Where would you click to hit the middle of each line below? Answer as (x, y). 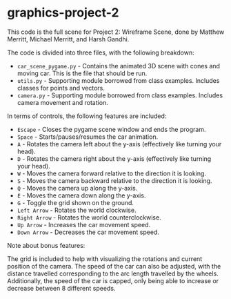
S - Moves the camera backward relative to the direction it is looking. (114, 180)
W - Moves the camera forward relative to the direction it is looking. (112, 173)
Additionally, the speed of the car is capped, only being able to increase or (113, 280)
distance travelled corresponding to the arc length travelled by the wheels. (113, 273)
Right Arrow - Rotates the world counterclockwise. (89, 217)
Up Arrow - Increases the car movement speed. (83, 224)
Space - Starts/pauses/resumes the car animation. (88, 137)
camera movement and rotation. (62, 102)
